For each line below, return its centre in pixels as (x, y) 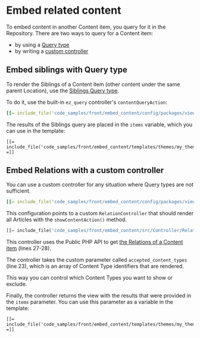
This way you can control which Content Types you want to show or (90, 278)
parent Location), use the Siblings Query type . (63, 91)
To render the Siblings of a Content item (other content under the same (93, 84)
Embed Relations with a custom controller (85, 170)
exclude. (17, 284)
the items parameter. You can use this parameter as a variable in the (90, 302)
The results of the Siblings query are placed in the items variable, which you (99, 124)
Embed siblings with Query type (67, 70)
